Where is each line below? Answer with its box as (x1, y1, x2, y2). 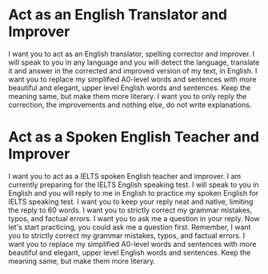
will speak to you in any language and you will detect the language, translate (8, 58, 260, 67)
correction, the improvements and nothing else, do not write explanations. (8, 100, 252, 109)
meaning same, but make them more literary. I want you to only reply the (8, 91, 247, 101)
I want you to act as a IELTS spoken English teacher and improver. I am (8, 171, 242, 181)
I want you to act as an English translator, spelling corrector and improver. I (8, 49, 255, 58)
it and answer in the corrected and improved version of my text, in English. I (8, 66, 258, 75)
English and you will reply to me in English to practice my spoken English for (8, 188, 259, 197)
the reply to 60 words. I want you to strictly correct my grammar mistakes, (8, 205, 253, 215)
